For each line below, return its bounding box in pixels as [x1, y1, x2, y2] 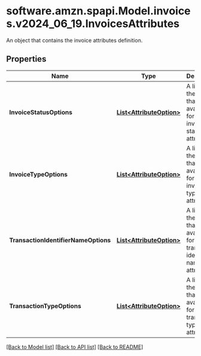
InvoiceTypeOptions [9, 170, 68, 178]
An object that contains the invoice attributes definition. [6, 36, 143, 44]
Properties [6, 54, 47, 64]
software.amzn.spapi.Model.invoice [6, 4, 191, 18]
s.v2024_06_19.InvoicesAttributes [6, 17, 179, 31]
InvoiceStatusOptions [9, 108, 73, 116]
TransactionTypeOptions [9, 302, 82, 310]
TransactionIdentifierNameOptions [9, 236, 111, 244]
